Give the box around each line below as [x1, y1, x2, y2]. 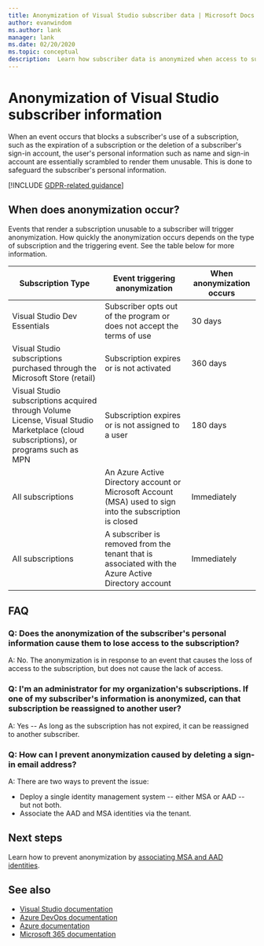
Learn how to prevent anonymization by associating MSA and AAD [8, 852, 224, 861]
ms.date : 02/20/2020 [8, 41, 76, 49]
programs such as [12, 444, 79, 455]
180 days [191, 420, 227, 431]
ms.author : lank [8, 26, 61, 34]
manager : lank [8, 33, 55, 42]
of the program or [104, 310, 170, 321]
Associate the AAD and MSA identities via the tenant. [19, 808, 192, 818]
